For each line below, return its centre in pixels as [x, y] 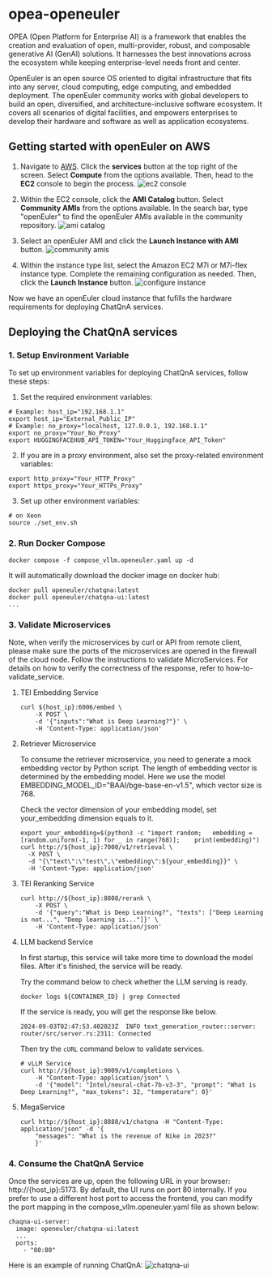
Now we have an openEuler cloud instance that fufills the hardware [120, 298]
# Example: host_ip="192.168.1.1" [67, 412]
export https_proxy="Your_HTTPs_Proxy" [76, 486]
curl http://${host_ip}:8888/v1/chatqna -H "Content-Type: [122, 1122]
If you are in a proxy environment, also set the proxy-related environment [142, 456]
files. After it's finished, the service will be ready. [102, 967]
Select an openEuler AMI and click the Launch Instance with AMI [129, 241]
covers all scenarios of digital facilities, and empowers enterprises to [123, 112]
